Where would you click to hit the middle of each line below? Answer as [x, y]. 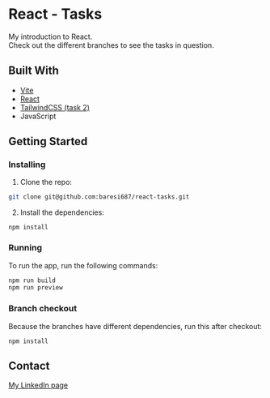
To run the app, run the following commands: [83, 265]
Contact [29, 366]
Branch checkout [43, 309]
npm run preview [36, 288]
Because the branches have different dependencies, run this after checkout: [135, 326]
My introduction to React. [51, 36]
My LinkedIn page [38, 385]
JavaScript [38, 116]
